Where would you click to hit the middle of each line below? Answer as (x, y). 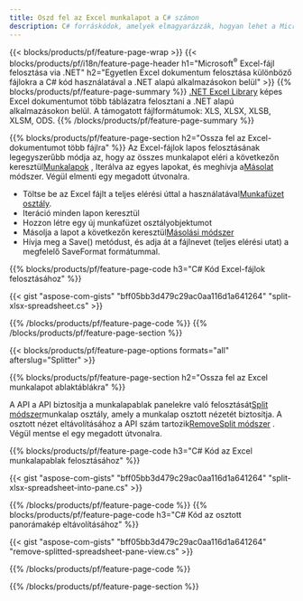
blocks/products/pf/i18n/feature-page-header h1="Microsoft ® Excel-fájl (142, 62)
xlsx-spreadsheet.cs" (49, 306)
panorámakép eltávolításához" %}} (74, 524)
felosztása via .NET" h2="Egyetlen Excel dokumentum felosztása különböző (151, 72)
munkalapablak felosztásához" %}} (75, 461)
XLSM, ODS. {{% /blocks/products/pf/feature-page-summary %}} (132, 121)
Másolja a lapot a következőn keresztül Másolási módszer (128, 232)
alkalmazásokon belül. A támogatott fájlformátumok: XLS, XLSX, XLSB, (141, 111)
